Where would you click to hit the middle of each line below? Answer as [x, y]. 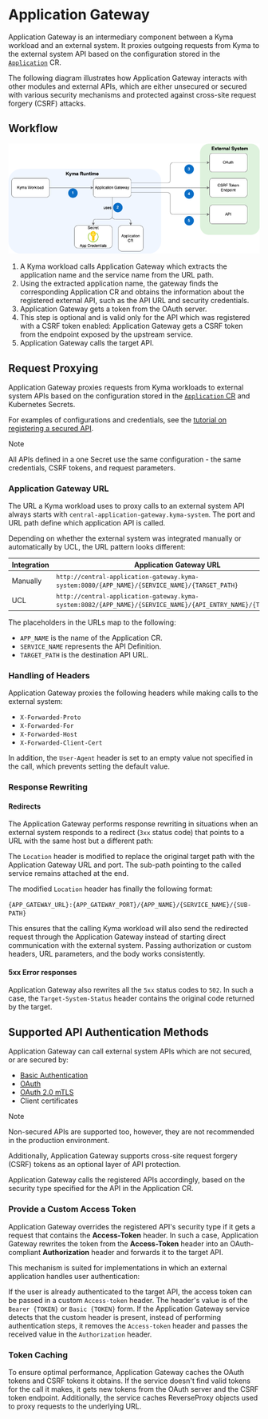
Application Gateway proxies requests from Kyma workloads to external [126, 388]
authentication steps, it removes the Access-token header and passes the [128, 1325]
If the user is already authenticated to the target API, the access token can [130, 1291]
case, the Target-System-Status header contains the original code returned [132, 998]
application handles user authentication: [74, 1276]
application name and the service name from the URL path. [116, 275]
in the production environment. [59, 1141]
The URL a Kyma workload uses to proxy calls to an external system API [126, 506]
